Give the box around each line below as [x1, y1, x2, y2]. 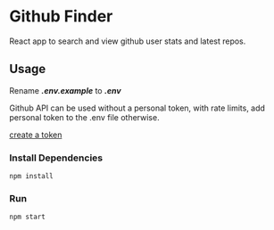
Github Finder [9, 6, 113, 27]
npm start [9, 212, 46, 222]
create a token [9, 129, 62, 140]
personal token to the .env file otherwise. [9, 111, 160, 122]
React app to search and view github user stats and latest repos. [9, 36, 246, 46]
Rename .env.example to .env [9, 85, 122, 95]
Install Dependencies [9, 152, 104, 164]
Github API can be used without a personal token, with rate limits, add [9, 103, 266, 113]
